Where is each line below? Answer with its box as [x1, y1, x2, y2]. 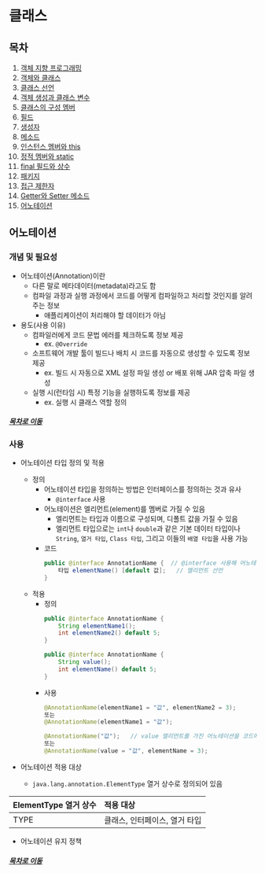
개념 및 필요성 [9, 252, 58, 263]
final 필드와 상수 [20, 162, 71, 171]
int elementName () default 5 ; [58, 665, 157, 673]
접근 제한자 [20, 182, 55, 190]
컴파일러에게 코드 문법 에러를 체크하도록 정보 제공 [31, 330, 184, 339]
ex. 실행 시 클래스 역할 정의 [43, 397, 127, 407]
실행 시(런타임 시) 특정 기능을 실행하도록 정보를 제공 [31, 387, 191, 397]
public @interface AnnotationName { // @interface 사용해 [43, 559, 237, 567]
